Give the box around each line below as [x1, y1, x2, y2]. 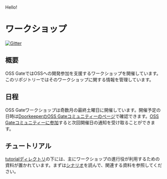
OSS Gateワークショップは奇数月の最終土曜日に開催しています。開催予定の [5, 107, 161, 113]
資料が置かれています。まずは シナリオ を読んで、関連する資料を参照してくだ [5, 162, 162, 168]
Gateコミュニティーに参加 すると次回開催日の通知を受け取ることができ [5, 119, 151, 125]
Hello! [5, 5, 18, 10]
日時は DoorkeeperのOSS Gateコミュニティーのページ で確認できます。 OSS [5, 113, 159, 119]
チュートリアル [5, 141, 52, 150]
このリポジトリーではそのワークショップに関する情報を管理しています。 [5, 76, 154, 82]
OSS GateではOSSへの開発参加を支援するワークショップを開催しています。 [5, 70, 161, 76]
